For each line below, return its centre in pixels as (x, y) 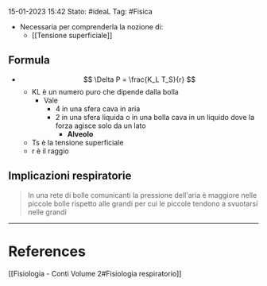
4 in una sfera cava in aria (98, 108)
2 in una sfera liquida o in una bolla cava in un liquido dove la (155, 117)
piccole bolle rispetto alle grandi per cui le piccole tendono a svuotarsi (143, 203)
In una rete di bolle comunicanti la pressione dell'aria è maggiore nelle (142, 195)
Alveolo (80, 133)
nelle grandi (47, 212)
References (47, 251)
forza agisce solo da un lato (101, 126)
